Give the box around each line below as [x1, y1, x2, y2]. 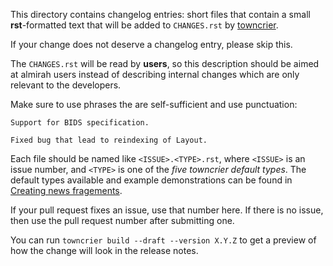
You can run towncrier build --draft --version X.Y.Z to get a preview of [10, 234, 317, 246]
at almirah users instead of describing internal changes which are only [10, 69, 300, 80]
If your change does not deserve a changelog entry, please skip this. [10, 39, 293, 50]
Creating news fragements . [10, 185, 123, 196]
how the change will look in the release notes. [10, 245, 199, 256]
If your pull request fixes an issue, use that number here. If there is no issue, [10, 204, 324, 216]
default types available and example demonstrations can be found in [10, 174, 293, 186]
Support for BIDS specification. [10, 118, 150, 128]
